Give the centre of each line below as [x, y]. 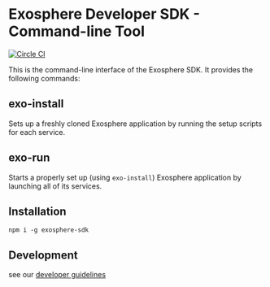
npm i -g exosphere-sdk [49, 230]
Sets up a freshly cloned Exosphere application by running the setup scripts [135, 124]
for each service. [37, 132]
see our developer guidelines [57, 275]
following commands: [44, 78]
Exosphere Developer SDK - [105, 14]
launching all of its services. [55, 186]
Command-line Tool [76, 31]
